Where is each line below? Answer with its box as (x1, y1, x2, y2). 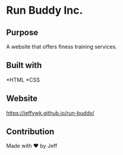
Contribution (6, 126, 55, 137)
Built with (6, 60, 42, 70)
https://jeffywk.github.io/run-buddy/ (6, 109, 94, 116)
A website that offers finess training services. (6, 43, 117, 50)
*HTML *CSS (6, 76, 40, 83)
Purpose (6, 27, 39, 38)
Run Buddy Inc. (6, 4, 83, 17)
